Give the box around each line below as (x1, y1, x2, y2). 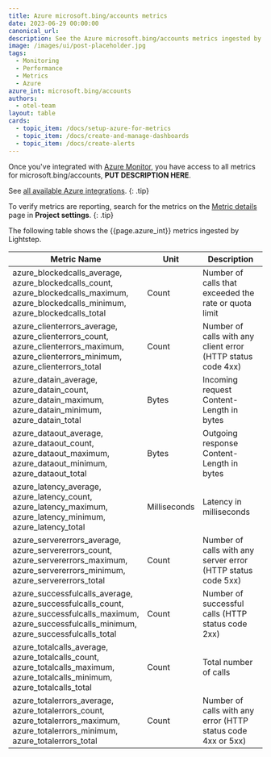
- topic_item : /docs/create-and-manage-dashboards (15, 132, 190, 140)
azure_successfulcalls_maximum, (12, 608, 140, 619)
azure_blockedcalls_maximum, (12, 287, 129, 299)
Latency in (202, 496, 242, 507)
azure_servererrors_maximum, (12, 554, 128, 566)
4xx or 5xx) (202, 735, 247, 747)
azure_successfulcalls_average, (12, 588, 133, 599)
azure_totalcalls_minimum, (12, 671, 113, 683)
